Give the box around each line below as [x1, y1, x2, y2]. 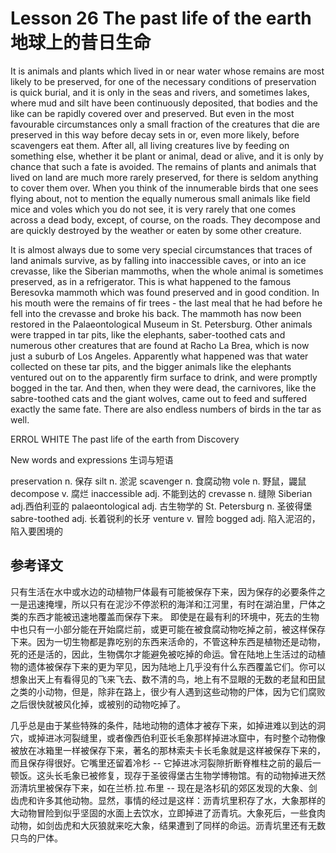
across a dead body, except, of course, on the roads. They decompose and [10, 213, 321, 226]
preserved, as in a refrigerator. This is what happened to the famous [10, 275, 292, 287]
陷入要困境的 [10, 525, 63, 537]
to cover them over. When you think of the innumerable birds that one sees [10, 182, 319, 194]
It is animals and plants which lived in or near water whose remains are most [10, 65, 325, 77]
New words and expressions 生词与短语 [10, 453, 174, 466]
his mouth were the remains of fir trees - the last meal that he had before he [10, 297, 323, 309]
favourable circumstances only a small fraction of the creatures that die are [10, 118, 320, 130]
